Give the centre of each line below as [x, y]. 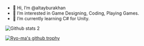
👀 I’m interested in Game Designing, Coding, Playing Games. [76, 13]
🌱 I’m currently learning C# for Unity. [51, 18]
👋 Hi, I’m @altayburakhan [39, 8]
